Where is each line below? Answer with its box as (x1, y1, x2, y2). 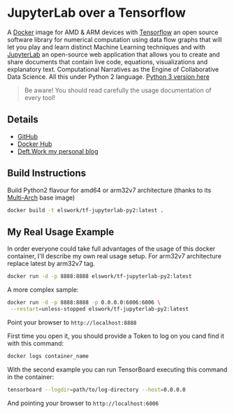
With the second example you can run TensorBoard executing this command (7, 365, 228, 374)
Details (7, 114, 38, 126)
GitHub (17, 132, 38, 140)
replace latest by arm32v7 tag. (7, 260, 96, 268)
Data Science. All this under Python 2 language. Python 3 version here (7, 72, 210, 81)
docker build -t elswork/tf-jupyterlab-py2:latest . (7, 207, 164, 214)
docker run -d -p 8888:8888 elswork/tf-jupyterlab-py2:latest (7, 273, 192, 280)
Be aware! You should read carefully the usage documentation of (24, 86, 212, 94)
